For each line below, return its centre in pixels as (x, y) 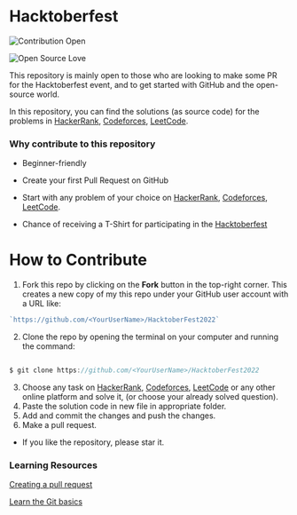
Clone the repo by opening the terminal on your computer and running (150, 337)
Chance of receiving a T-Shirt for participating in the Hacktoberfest (145, 225)
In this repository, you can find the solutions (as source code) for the (134, 111)
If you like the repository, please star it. (93, 442)
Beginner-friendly (54, 163)
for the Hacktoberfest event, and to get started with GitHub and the (132, 84)
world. (48, 94)
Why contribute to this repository (82, 144)
